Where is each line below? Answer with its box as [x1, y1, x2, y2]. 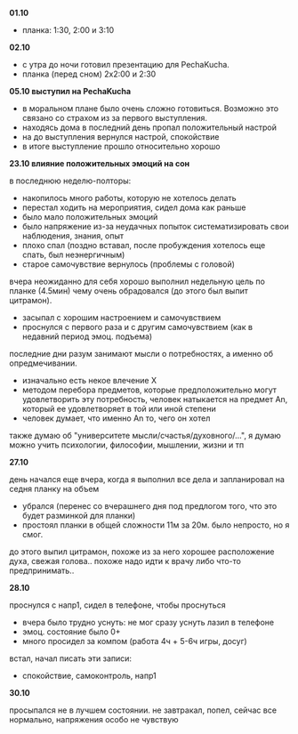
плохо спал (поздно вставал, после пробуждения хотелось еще [21, 240, 266, 250]
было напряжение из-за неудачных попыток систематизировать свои [21, 222, 289, 231]
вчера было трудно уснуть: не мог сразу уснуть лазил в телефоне [21, 617, 274, 627]
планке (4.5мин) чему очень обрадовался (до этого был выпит [9, 286, 249, 296]
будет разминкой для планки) [21, 511, 136, 520]
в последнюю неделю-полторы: [9, 175, 132, 186]
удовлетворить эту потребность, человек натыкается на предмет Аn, [21, 394, 288, 404]
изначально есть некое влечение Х [21, 375, 157, 385]
